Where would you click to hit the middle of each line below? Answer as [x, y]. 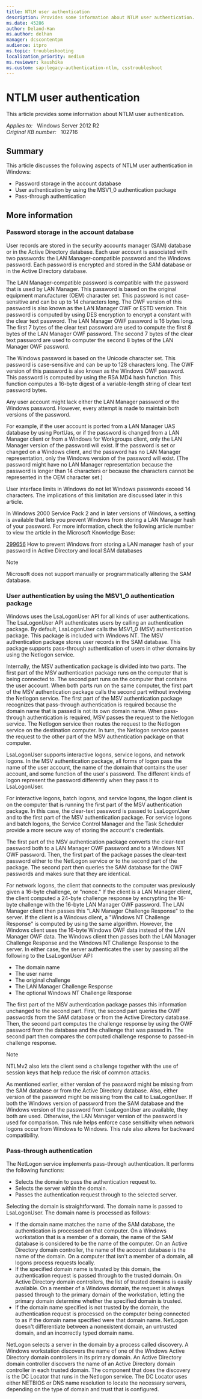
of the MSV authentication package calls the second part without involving [99, 692]
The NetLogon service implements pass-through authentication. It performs [100, 1164]
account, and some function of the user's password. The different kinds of [98, 774]
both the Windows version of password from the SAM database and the [95, 1103]
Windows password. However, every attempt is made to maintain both [93, 408]
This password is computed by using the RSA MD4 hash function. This [94, 377]
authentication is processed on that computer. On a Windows [91, 1231]
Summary [25, 151]
